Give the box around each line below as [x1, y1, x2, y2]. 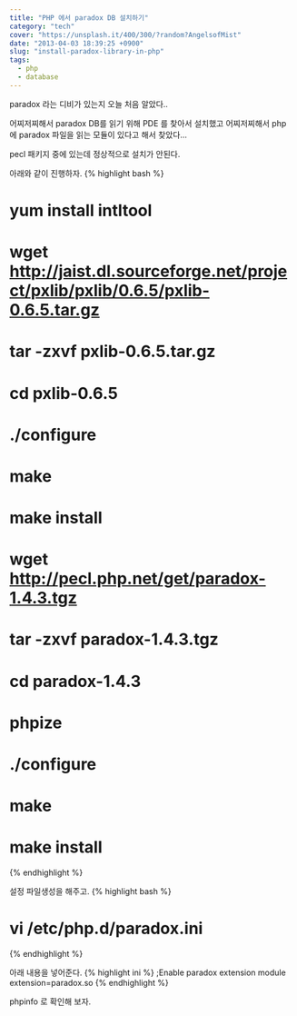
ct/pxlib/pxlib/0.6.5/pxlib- [9, 281, 211, 301]
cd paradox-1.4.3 [9, 671, 142, 692]
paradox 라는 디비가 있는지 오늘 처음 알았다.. [9, 98, 168, 109]
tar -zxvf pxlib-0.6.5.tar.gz [9, 342, 216, 362]
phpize [9, 712, 63, 732]
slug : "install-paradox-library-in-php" [9, 47, 165, 56]
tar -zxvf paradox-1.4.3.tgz [9, 629, 220, 650]
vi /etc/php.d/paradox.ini [9, 919, 203, 939]
